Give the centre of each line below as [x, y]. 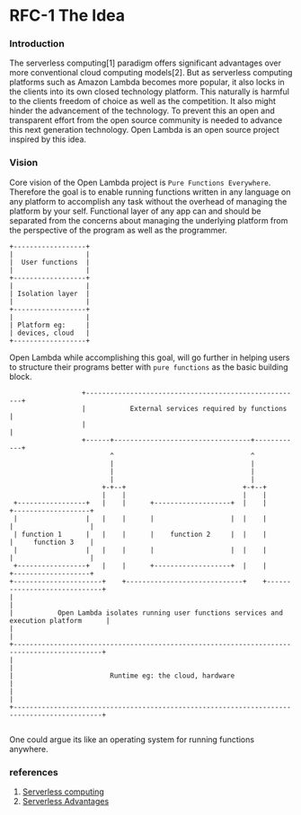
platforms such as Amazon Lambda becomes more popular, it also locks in [147, 83]
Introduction [37, 44]
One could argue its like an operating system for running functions [132, 739]
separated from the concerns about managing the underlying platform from [149, 220]
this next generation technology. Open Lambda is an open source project [145, 130]
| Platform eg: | [50, 325]
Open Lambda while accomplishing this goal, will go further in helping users [150, 357]
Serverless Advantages [66, 802]
